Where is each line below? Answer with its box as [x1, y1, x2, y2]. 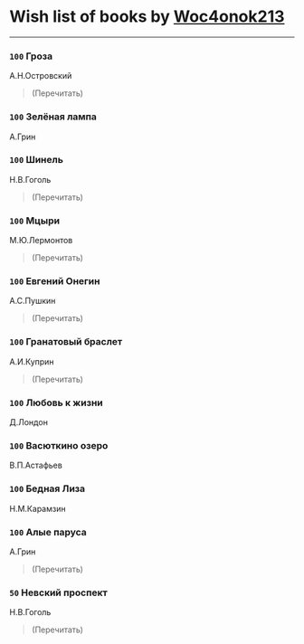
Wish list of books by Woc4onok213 [9, 6, 285, 27]
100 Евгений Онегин [9, 275, 100, 288]
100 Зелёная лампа [9, 110, 98, 123]
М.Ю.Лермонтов [9, 235, 73, 246]
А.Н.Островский [9, 71, 72, 81]
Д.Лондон [9, 417, 48, 428]
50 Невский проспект [9, 586, 109, 599]
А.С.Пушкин [9, 296, 56, 307]
